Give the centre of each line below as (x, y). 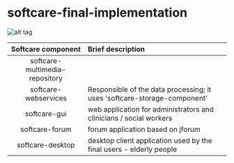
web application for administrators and (151, 109)
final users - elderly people (133, 149)
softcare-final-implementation (97, 13)
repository (46, 78)
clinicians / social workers (130, 118)
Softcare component (46, 49)
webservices (46, 98)
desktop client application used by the (150, 140)
